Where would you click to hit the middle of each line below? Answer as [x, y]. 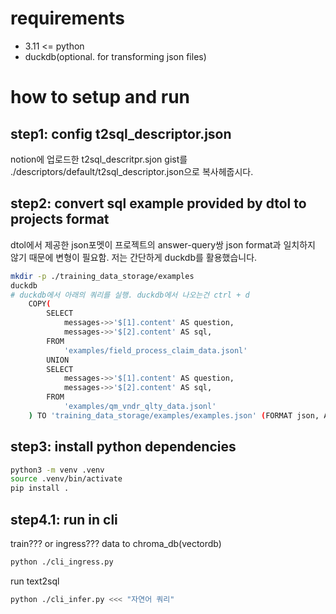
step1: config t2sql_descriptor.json [121, 133]
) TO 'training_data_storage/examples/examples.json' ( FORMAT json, [174, 415]
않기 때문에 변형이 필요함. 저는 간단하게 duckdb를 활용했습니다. [134, 257]
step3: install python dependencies [123, 447]
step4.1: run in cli [64, 519]
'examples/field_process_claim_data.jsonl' [155, 350]
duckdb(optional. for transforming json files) [115, 56]
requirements [67, 18]
